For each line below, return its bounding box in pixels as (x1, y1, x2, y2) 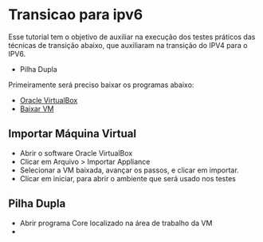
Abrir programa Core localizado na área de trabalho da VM (19, 218, 213, 228)
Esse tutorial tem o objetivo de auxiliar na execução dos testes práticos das (8, 32, 256, 42)
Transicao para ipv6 (8, 6, 143, 24)
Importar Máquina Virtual (8, 127, 137, 141)
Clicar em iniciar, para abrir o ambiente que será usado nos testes (19, 173, 237, 183)
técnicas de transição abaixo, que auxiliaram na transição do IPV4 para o (8, 40, 248, 50)
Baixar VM (19, 104, 54, 113)
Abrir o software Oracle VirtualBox (19, 148, 133, 157)
